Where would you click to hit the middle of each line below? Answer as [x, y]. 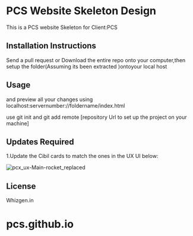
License [21, 186]
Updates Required [40, 142]
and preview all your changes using [50, 99]
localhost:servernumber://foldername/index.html [66, 105]
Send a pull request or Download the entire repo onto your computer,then [96, 60]
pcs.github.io [40, 224]
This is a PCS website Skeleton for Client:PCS [62, 27]
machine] [18, 123]
